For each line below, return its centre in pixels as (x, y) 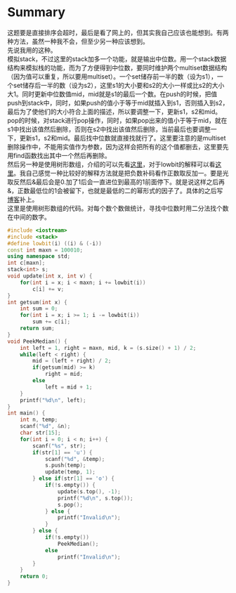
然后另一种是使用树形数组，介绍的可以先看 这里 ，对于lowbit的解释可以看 (111, 164)
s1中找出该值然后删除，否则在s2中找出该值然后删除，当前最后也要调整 (109, 129)
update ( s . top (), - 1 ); (89, 491)
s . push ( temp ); (65, 465)
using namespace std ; (39, 256)
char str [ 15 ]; (40, 433)
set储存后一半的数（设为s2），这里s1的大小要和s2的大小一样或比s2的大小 (119, 85)
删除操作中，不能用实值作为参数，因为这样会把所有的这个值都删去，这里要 (115, 146)
